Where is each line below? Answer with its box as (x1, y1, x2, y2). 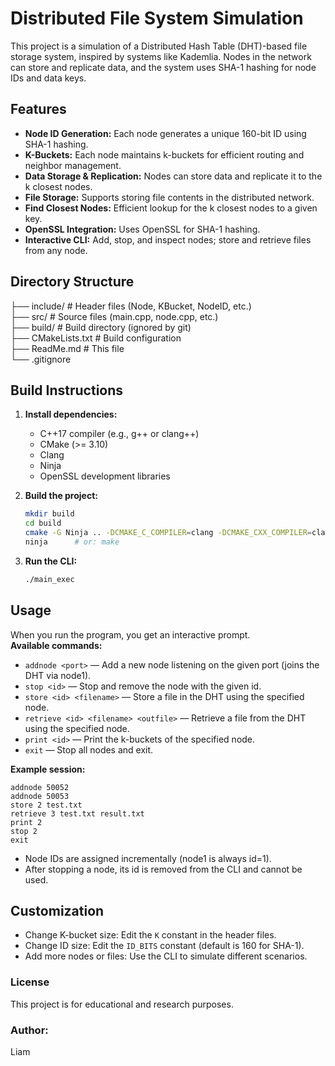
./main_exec (24, 574, 75, 584)
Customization (10, 902, 105, 919)
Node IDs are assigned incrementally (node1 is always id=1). (24, 852, 272, 864)
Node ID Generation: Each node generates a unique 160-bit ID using (24, 127, 307, 139)
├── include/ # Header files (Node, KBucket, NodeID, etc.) (10, 300, 252, 312)
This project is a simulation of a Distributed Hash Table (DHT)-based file (10, 40, 308, 52)
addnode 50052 (10, 782, 70, 792)
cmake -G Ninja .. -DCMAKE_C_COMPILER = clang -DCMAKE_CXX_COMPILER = (24, 528, 313, 538)
